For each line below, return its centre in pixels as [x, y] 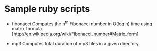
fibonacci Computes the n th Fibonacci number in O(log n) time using [82, 23]
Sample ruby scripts [47, 9]
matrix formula [27, 28]
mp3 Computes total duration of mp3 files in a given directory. [76, 43]
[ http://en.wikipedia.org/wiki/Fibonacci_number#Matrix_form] [75, 34]
